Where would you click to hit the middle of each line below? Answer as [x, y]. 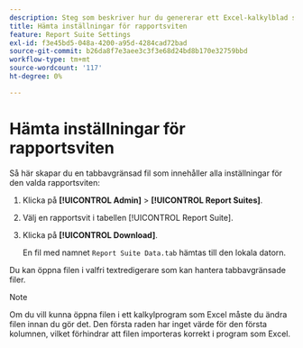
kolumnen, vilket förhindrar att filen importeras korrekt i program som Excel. [150, 334]
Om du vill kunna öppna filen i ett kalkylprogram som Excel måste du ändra [148, 314]
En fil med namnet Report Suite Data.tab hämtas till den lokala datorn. [154, 252]
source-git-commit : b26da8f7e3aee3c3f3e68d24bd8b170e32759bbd [129, 51]
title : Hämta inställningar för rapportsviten [98, 26]
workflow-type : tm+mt [50, 60]
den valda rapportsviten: [55, 182]
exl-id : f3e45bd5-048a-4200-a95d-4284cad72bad [98, 43]
